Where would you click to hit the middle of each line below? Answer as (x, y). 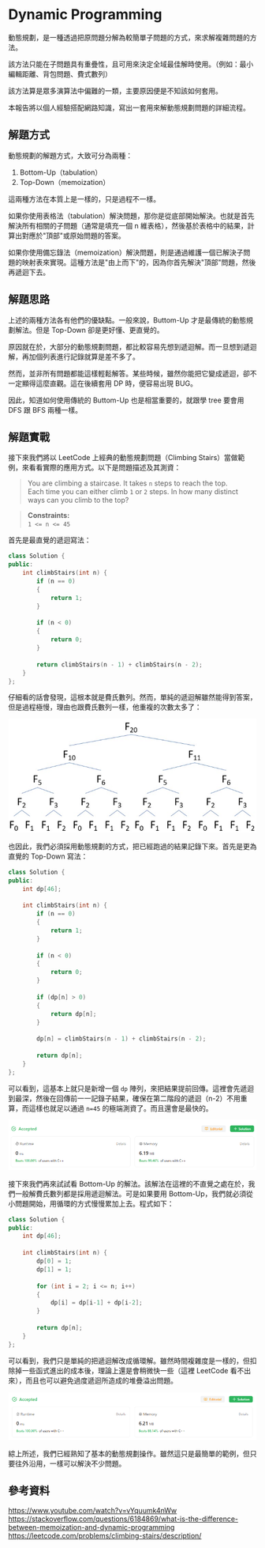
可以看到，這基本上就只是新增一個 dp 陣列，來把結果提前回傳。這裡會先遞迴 (131, 1088)
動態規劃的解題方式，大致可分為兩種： (70, 155)
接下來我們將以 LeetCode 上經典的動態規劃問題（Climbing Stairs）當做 (123, 458)
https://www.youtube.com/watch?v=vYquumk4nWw (93, 1510)
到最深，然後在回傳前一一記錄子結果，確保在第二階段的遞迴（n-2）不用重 (128, 1098)
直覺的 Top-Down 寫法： (48, 856)
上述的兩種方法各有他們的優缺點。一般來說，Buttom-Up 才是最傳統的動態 (127, 320)
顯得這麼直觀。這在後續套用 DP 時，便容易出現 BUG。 (109, 383)
